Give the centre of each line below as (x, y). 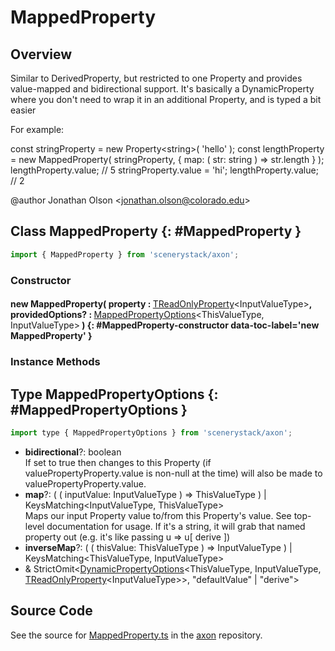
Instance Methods (55, 362)
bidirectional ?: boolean (73, 452)
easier (23, 110)
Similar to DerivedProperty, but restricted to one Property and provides (156, 78)
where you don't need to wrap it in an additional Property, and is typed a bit (166, 99)
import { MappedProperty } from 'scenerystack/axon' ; (125, 254)
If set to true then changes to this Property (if (118, 462)
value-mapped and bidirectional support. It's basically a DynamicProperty (162, 89)
